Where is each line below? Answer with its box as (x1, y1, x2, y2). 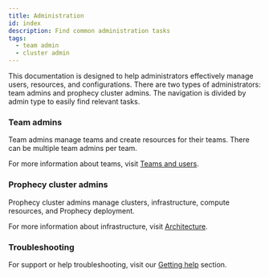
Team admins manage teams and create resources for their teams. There (8, 135, 251, 145)
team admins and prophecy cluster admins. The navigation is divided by (8, 88, 247, 97)
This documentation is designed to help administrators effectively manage (8, 71, 254, 80)
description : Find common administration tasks (8, 26, 171, 35)
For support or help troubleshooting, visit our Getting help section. (8, 259, 227, 269)
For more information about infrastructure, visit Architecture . (8, 222, 208, 231)
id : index (8, 19, 42, 27)
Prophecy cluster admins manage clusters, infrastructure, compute (8, 198, 230, 207)
